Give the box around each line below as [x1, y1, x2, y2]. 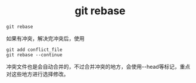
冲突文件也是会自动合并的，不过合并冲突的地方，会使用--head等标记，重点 [6, 63, 191, 70]
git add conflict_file [6, 46, 63, 53]
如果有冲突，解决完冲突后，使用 [6, 34, 85, 42]
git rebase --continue [6, 52, 63, 58]
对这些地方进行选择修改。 [6, 70, 69, 78]
